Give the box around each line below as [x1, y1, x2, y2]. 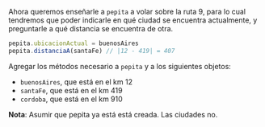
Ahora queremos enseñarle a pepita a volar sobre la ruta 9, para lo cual [8, 7, 246, 16]
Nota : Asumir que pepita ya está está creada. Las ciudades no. [8, 109, 218, 119]
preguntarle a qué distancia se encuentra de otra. [8, 24, 174, 33]
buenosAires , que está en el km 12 [19, 76, 133, 87]
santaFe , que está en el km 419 [19, 85, 123, 95]
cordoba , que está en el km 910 [19, 94, 123, 104]
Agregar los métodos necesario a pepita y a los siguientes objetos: [8, 61, 232, 71]
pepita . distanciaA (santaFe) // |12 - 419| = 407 [8, 47, 175, 55]
